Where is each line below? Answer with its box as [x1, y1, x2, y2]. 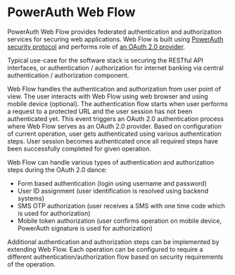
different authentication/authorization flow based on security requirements [7, 252, 224, 261]
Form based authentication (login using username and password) [17, 179, 208, 187]
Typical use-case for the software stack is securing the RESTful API [7, 56, 204, 64]
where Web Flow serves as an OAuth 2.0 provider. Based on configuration [7, 122, 222, 130]
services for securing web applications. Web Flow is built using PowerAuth [7, 34, 224, 43]
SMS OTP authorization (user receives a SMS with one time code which [17, 201, 225, 210]
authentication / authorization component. [7, 71, 129, 79]
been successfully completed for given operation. [7, 144, 151, 153]
